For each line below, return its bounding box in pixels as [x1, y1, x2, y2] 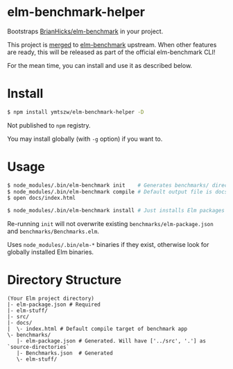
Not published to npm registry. [7, 121, 92, 129]
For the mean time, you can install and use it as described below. [7, 61, 193, 69]
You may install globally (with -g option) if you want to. [7, 135, 163, 143]
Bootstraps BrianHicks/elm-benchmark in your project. [7, 27, 164, 35]
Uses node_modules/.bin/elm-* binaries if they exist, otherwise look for [7, 241, 209, 249]
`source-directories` [7, 344, 70, 351]
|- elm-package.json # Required [7, 301, 101, 309]
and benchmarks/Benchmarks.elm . [7, 227, 99, 236]
